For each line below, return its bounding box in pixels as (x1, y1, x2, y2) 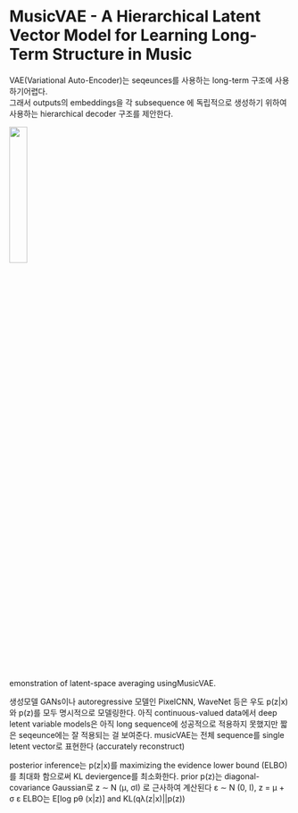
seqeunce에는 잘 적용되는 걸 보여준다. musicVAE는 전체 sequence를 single (18, 729, 285, 740)
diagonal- (224, 770, 261, 782)
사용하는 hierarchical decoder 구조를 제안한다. (9, 108, 174, 119)
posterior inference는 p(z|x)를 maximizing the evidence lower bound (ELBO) (9, 759, 288, 770)
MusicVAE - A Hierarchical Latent (9, 6, 261, 27)
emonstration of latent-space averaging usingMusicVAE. (9, 677, 217, 688)
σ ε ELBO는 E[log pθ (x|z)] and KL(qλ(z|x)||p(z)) (9, 792, 186, 804)
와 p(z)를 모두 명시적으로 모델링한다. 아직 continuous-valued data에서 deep (9, 707, 278, 718)
